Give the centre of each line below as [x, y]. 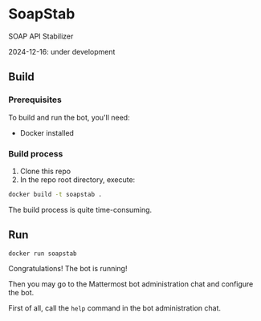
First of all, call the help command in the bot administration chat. [114, 308]
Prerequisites [35, 100]
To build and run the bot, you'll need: [69, 117]
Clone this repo [45, 171]
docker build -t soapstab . [55, 194]
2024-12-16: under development [62, 51]
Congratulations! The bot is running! [68, 268]
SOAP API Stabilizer [41, 36]
